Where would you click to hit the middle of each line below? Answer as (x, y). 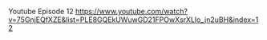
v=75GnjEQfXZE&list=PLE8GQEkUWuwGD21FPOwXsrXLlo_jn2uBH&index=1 (133, 20)
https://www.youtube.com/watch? (131, 11)
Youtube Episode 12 (41, 11)
